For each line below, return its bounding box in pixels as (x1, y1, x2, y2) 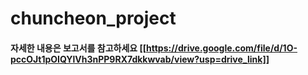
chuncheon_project (10, 7, 177, 30)
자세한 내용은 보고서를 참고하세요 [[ (10, 42, 147, 54)
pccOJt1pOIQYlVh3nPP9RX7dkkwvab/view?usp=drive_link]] (10, 53, 270, 65)
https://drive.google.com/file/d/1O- (146, 42, 298, 54)
